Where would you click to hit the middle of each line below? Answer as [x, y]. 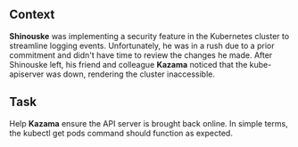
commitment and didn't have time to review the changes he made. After [141, 55]
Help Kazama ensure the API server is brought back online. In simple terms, [149, 123]
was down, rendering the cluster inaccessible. [131, 74]
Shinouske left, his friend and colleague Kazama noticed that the [128, 64]
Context [32, 15]
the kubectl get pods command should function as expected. [121, 133]
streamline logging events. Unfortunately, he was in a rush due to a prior [142, 45]
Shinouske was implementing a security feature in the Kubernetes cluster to [149, 36]
